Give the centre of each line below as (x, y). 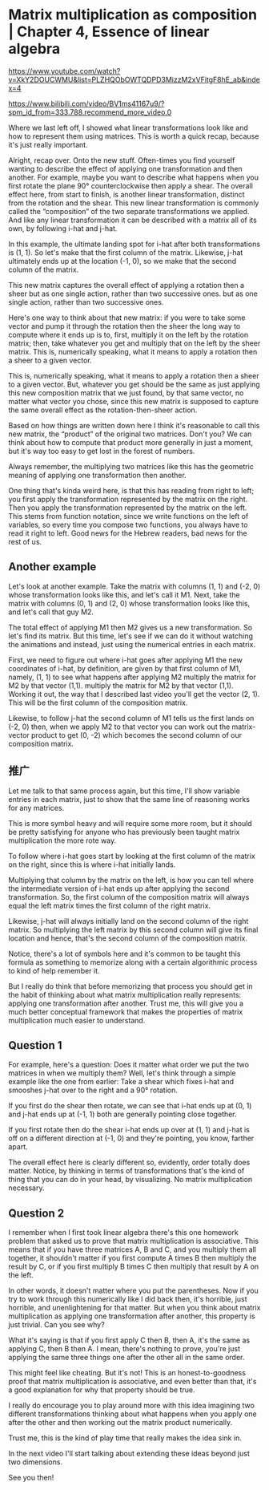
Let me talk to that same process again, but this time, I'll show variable (124, 791)
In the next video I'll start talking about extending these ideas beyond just (129, 1454)
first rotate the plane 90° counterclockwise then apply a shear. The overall (131, 185)
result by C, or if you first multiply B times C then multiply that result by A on (134, 1267)
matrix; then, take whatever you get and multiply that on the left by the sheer (134, 343)
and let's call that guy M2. (51, 612)
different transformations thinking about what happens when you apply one (133, 1414)
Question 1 (35, 1045)
